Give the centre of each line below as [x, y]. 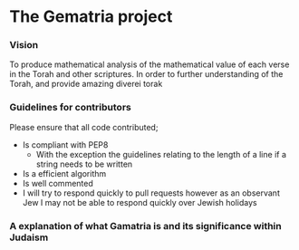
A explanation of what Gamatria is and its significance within [146, 226]
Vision [24, 45]
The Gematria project [91, 17]
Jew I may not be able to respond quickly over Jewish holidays [140, 202]
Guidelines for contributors [70, 108]
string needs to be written [84, 164]
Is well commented [58, 183]
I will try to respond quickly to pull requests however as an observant [151, 193]
